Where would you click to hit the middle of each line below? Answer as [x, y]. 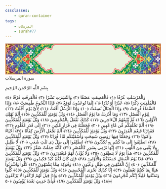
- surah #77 [25, 31]
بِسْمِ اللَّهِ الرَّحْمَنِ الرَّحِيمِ [27, 88]
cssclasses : [17, 10]
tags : [11, 21]
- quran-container [33, 16]
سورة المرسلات [20, 78]
